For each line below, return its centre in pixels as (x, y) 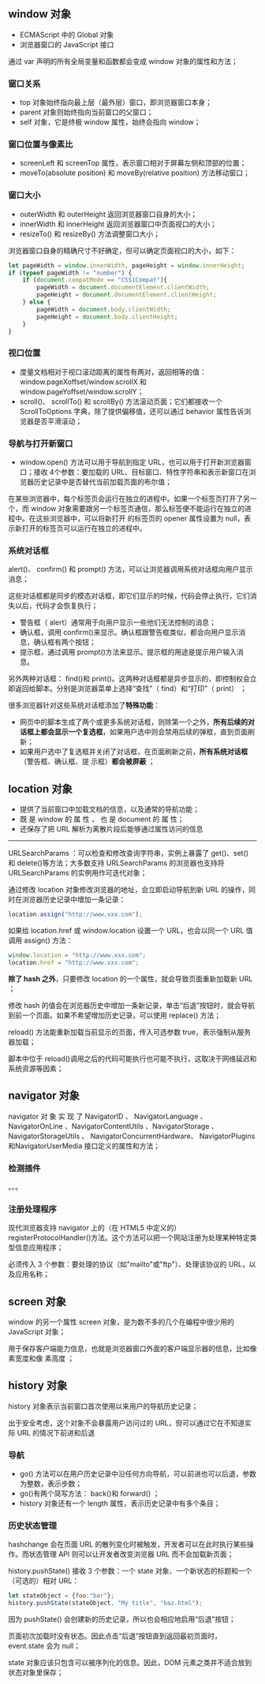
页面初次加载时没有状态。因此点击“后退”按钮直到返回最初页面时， (115, 1636)
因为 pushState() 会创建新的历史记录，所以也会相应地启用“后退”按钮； (122, 1619)
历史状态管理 (33, 1526)
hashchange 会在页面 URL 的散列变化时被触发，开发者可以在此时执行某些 (128, 1544)
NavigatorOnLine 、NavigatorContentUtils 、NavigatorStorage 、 (113, 1126)
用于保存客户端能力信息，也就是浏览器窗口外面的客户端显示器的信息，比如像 (132, 1348)
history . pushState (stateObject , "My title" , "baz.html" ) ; (105, 1604)
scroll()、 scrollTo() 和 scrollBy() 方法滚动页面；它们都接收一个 (121, 401)
